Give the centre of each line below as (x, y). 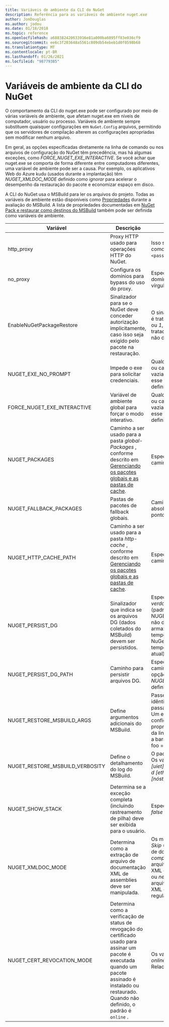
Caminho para (127, 668)
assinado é (123, 979)
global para (123, 408)
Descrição (128, 228)
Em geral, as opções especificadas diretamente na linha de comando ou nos (84, 147)
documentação (128, 868)
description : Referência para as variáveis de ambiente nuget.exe (76, 15)
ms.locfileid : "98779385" (32, 61)
